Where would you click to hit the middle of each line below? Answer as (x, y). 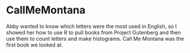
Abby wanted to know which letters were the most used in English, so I (91, 26)
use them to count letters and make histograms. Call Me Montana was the (95, 38)
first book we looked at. (35, 45)
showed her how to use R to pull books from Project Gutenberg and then (94, 32)
